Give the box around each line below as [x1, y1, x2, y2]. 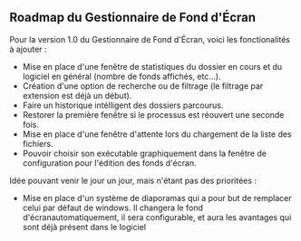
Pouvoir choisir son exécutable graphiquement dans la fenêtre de [22, 148, 267, 159]
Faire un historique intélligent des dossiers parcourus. [22, 100, 224, 111]
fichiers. [22, 138, 53, 149]
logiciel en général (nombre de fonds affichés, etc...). [22, 71, 221, 82]
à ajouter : [9, 43, 47, 54]
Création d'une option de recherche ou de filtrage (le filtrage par [22, 80, 264, 92]
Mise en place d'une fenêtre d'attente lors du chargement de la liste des [22, 129, 292, 140]
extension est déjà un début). [22, 90, 132, 101]
